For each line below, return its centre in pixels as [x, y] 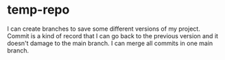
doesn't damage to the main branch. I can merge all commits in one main [110, 43]
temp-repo [38, 10]
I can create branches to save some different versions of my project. [104, 29]
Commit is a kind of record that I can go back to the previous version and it [113, 35]
